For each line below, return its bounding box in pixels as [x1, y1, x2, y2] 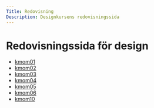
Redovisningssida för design [6, 39, 149, 53]
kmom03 [14, 71, 36, 78]
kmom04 [14, 77, 37, 84]
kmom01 [14, 58, 35, 65]
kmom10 [14, 96, 35, 103]
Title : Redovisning [6, 8, 54, 15]
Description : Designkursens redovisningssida [6, 14, 119, 20]
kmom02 [14, 65, 36, 72]
